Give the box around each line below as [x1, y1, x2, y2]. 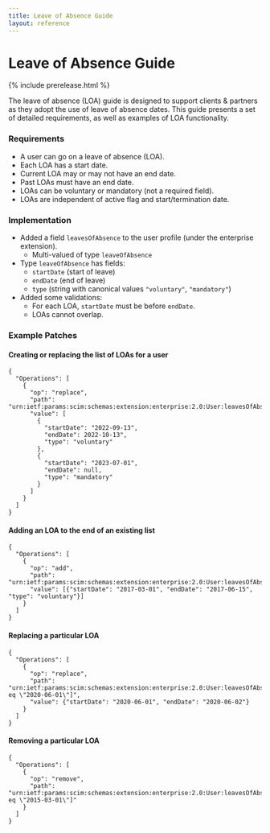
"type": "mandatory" [43, 473, 113, 481]
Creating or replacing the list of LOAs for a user [8, 349, 169, 359]
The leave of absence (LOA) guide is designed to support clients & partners [8, 96, 259, 105]
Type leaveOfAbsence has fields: [19, 258, 126, 268]
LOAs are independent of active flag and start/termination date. [19, 194, 230, 204]
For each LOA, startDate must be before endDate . [31, 301, 195, 311]
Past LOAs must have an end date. [19, 177, 134, 187]
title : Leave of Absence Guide [8, 11, 113, 20]
